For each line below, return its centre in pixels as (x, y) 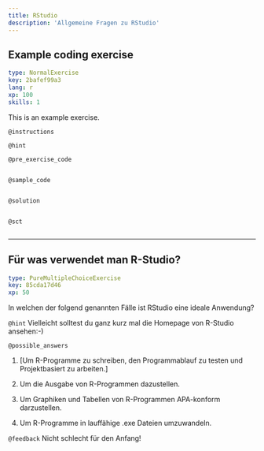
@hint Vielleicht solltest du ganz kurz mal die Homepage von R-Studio (121, 323)
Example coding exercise (71, 55)
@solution (24, 201)
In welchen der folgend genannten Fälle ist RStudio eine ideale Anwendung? (131, 307)
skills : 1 (24, 102)
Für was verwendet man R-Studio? (95, 260)
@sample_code (29, 180)
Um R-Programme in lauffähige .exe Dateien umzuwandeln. (115, 423)
